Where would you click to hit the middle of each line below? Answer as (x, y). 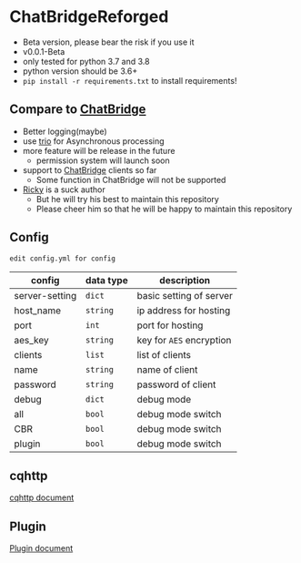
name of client (167, 369)
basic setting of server (185, 295)
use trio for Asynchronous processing (94, 141)
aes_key (32, 340)
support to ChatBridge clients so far (90, 169)
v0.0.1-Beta (44, 51)
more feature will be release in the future (99, 150)
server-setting (45, 295)
